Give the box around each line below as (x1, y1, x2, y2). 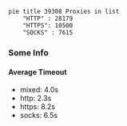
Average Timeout (8, 67, 67, 76)
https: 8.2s (19, 102, 56, 112)
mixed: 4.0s (19, 85, 58, 95)
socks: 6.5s (19, 111, 58, 120)
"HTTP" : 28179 (22, 14, 73, 22)
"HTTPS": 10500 (22, 22, 73, 30)
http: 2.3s (19, 93, 52, 104)
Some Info (8, 47, 50, 58)
